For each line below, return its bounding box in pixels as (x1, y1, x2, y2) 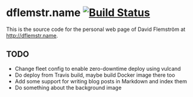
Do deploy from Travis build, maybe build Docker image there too (14, 71, 176, 79)
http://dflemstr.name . (6, 32, 58, 39)
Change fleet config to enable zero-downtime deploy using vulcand (14, 65, 181, 72)
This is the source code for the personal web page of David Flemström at (6, 26, 186, 33)
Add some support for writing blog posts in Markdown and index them (14, 77, 188, 85)
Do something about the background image (14, 84, 122, 91)
